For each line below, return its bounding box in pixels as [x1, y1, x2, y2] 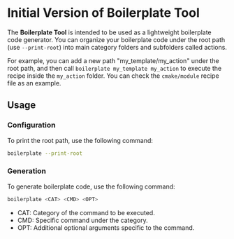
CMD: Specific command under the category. [17, 216, 148, 224]
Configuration [7, 121, 56, 130]
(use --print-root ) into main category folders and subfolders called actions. [7, 43, 227, 51]
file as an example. [7, 78, 61, 87]
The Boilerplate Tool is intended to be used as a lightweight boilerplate [7, 28, 212, 36]
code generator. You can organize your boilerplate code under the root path [7, 35, 226, 43]
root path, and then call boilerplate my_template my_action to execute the [7, 64, 222, 72]
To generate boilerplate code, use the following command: [7, 182, 176, 191]
